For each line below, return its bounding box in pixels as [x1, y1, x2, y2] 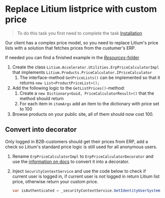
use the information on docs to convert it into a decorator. [12, 159, 130, 165]
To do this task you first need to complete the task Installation [17, 30, 142, 36]
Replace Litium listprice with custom [5, 3, 157, 15]
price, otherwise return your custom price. [12, 178, 99, 184]
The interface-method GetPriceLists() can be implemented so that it [19, 74, 161, 80]
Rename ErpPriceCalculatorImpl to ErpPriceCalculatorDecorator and [12, 153, 154, 159]
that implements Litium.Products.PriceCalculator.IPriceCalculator [12, 69, 152, 75]
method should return [19, 95, 64, 101]
